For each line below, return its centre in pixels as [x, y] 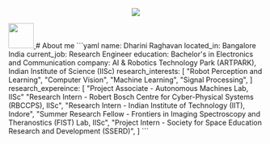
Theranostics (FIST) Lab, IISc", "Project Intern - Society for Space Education [135, 122]
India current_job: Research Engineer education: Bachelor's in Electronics [131, 54]
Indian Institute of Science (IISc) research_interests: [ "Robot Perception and [135, 71]
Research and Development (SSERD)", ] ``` [79, 131]
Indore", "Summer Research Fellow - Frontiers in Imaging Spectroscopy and [135, 114]
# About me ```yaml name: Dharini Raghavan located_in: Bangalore [146, 45]
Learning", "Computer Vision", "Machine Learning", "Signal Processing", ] [131, 80]
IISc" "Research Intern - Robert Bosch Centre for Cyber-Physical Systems [131, 97]
